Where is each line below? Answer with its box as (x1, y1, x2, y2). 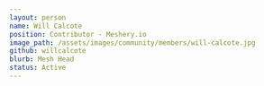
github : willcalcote (9, 47, 87, 56)
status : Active (9, 64, 67, 73)
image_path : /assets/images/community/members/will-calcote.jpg (9, 38, 256, 47)
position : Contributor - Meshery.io (9, 30, 147, 39)
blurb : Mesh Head (9, 55, 75, 64)
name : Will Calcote (9, 21, 83, 30)
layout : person (9, 13, 67, 22)
